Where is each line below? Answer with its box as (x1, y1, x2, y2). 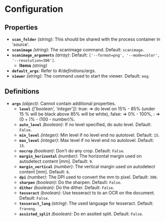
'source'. (11, 42, 30, 47)
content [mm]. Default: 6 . (19, 169, 70, 175)
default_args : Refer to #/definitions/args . (11, 68, 96, 74)
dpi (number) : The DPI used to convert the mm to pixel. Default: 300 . (19, 174, 158, 180)
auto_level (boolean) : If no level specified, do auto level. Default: (19, 121, 152, 127)
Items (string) (19, 63, 47, 68)
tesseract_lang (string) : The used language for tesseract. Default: (19, 200, 154, 206)
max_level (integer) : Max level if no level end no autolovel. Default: (19, 137, 154, 143)
